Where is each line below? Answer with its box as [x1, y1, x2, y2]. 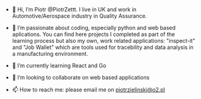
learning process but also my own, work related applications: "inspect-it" [12, 37, 196, 44]
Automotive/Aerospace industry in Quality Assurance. [12, 12, 147, 20]
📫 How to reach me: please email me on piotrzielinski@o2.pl [12, 86, 166, 93]
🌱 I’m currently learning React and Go [12, 62, 107, 69]
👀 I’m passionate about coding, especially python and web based [12, 24, 176, 31]
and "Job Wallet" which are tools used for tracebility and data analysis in [12, 43, 194, 51]
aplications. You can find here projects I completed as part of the [12, 31, 175, 38]
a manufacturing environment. [12, 50, 88, 57]
